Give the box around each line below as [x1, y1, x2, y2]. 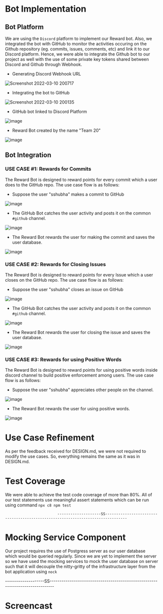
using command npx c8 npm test [5, 502, 72, 508]
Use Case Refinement [5, 432, 95, 443]
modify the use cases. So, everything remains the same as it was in [5, 453, 140, 459]
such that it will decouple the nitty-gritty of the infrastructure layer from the [5, 563, 156, 570]
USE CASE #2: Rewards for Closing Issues [5, 261, 106, 268]
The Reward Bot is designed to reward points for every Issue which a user [5, 271, 153, 278]
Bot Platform [5, 23, 44, 31]
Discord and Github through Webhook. [5, 62, 82, 67]
